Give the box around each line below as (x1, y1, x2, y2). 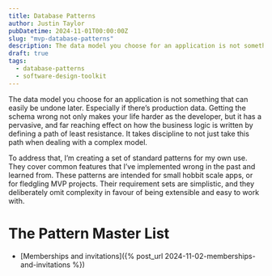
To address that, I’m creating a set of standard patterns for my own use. (8, 153, 249, 163)
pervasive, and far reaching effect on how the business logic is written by (8, 120, 253, 130)
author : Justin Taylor (8, 19, 85, 28)
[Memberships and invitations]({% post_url (19, 251, 164, 261)
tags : (8, 57, 27, 66)
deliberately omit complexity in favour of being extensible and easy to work (8, 187, 260, 197)
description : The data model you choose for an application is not (8, 42, 241, 50)
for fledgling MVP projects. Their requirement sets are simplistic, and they (8, 179, 255, 189)
